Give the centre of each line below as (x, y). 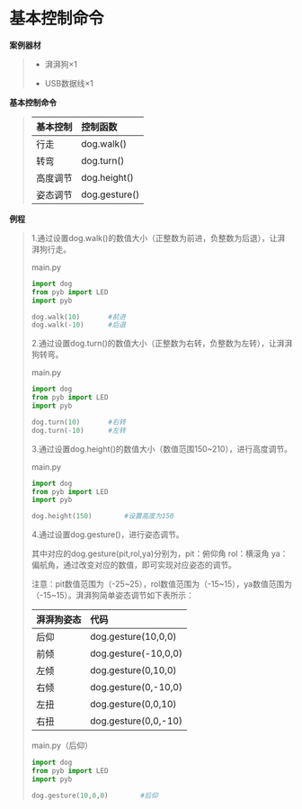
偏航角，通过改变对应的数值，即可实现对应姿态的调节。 (133, 565)
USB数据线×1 (69, 83)
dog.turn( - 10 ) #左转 (78, 430)
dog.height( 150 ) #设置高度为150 (102, 517)
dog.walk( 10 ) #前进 (78, 317)
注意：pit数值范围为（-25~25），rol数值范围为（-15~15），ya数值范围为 (161, 584)
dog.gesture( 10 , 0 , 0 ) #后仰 (95, 796)
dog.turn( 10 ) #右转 (78, 422)
